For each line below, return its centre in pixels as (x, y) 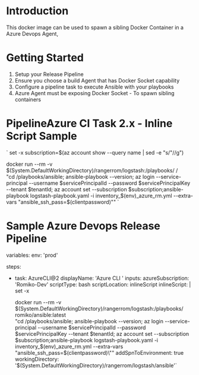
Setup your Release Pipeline (49, 74)
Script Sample (42, 136)
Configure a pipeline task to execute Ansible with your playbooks (94, 87)
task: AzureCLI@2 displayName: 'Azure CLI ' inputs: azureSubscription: (102, 278)
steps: (14, 266)
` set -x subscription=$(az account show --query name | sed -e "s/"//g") (95, 152)
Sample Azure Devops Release (83, 226)
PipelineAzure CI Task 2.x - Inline (89, 124)
